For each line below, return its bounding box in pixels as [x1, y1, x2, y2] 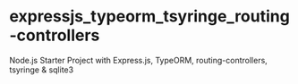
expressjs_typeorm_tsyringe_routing [9, 6, 291, 27]
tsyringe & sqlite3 [9, 64, 74, 75]
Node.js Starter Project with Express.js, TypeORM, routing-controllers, [9, 55, 268, 65]
